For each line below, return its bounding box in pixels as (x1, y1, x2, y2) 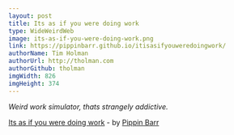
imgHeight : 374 (8, 79, 60, 87)
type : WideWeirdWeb (8, 27, 74, 35)
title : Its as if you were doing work (8, 19, 139, 27)
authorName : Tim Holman (8, 49, 89, 57)
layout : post (8, 11, 53, 20)
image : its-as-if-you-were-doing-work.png (8, 34, 154, 43)
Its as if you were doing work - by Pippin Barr (8, 117, 160, 127)
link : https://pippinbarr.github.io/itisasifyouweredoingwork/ (8, 42, 227, 50)
